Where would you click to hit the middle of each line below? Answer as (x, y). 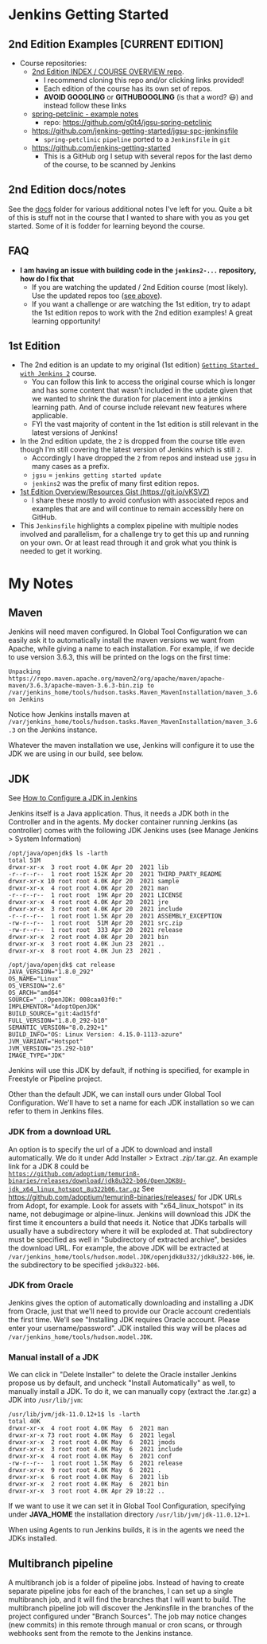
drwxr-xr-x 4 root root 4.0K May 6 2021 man (89, 1429)
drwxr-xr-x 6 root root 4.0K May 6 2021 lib (89, 1478)
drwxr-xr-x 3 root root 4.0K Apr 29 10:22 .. (87, 1491)
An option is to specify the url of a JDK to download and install (110, 1149)
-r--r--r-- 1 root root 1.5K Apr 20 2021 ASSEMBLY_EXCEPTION (115, 916)
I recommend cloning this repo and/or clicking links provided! (144, 80)
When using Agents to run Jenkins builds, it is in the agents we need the (126, 1530)
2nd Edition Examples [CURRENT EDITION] (116, 44)
